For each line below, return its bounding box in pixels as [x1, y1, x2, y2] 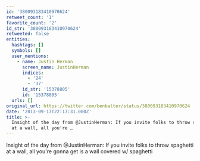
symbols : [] [11, 48, 42, 54]
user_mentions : [11, 53, 49, 59]
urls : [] [11, 97, 33, 103]
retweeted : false [6, 31, 49, 37]
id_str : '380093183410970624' [6, 25, 82, 32]
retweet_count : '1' [6, 14, 55, 20]
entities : [6, 36, 31, 42]
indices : [21, 70, 44, 76]
